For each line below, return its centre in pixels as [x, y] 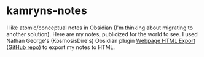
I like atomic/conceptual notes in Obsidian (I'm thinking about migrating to [100, 28]
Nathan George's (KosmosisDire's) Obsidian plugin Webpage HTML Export [101, 40]
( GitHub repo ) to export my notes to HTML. [61, 47]
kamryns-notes [47, 11]
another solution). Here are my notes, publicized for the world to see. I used [102, 34]
